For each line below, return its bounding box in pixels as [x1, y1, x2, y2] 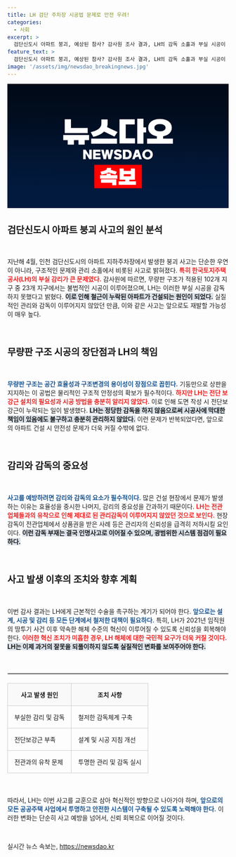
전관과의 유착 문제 [14, 757, 63, 766]
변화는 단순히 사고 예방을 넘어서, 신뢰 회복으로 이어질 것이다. [20, 813, 185, 822]
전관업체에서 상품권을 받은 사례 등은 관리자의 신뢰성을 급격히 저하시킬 [25, 520, 216, 528]
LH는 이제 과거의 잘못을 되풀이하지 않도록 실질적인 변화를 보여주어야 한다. [7, 642, 206, 650]
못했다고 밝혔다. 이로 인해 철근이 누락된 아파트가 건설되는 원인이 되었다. [20, 292, 214, 301]
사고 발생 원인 [20, 691, 58, 699]
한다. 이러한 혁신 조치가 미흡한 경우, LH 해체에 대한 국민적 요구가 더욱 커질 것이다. [7, 633, 228, 642]
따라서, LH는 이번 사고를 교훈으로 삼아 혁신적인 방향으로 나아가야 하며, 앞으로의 [7, 796, 223, 804]
